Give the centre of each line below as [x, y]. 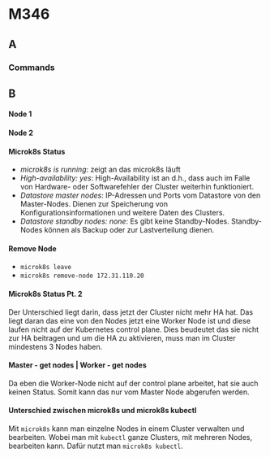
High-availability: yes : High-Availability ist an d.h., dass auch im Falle [135, 178]
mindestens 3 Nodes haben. [56, 346]
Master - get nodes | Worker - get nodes [78, 365]
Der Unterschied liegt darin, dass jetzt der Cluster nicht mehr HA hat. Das [131, 312]
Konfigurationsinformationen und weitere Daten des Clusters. [122, 213]
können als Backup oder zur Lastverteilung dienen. [129, 230]
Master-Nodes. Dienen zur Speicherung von [94, 204]
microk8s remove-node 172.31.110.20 [82, 276]
